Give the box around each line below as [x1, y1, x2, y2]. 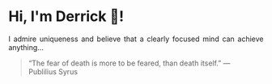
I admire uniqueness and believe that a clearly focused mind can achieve [8, 34, 264, 44]
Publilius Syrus [28, 66, 79, 76]
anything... [8, 42, 45, 52]
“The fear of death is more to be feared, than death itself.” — [28, 58, 231, 68]
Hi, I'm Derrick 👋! [8, 7, 124, 26]
